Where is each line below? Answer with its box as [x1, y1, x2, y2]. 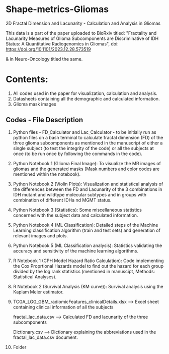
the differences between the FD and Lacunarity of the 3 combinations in [13, 186, 162, 192]
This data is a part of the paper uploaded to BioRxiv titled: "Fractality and [6, 30, 157, 36]
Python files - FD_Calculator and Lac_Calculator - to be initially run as [13, 129, 156, 135]
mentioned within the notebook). [13, 171, 81, 177]
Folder [13, 344, 27, 350]
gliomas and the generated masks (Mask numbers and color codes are [13, 166, 160, 172]
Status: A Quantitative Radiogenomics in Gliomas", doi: [6, 40, 119, 46]
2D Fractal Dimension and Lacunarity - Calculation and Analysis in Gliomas [6, 20, 160, 26]
